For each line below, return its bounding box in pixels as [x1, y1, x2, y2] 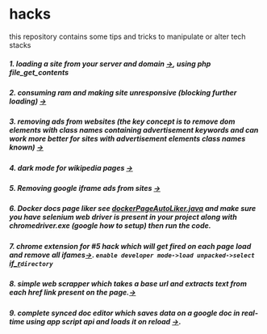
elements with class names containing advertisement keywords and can [9, 125, 259, 135]
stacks [9, 40, 31, 49]
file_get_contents [9, 67, 69, 77]
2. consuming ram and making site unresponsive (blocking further [9, 87, 237, 97]
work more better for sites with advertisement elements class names [9, 134, 246, 144]
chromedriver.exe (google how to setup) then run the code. [9, 221, 212, 230]
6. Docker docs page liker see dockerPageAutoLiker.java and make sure [9, 204, 257, 214]
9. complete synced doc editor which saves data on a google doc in [9, 308, 240, 318]
